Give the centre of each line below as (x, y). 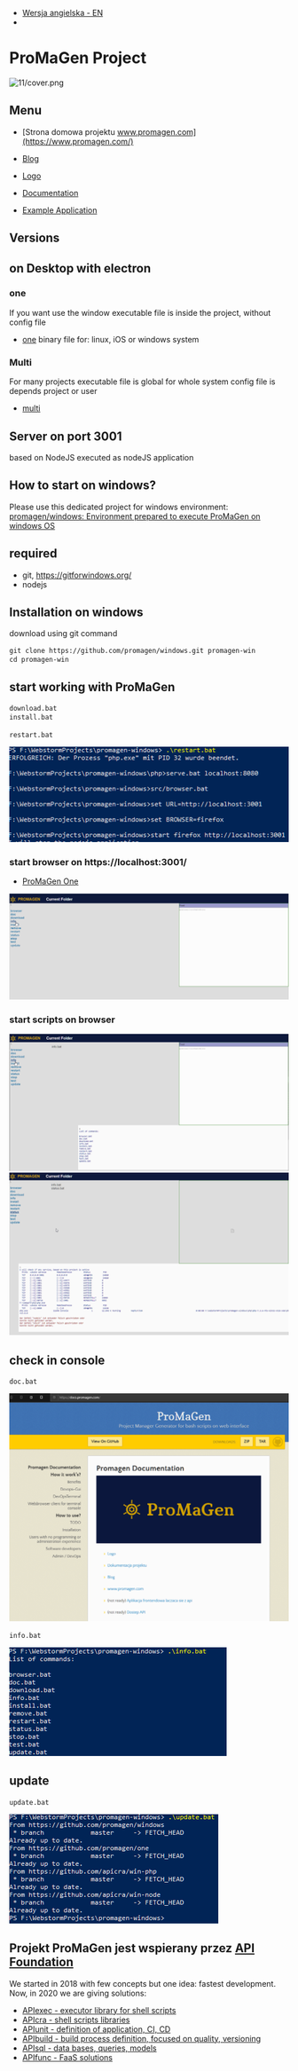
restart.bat (31, 736)
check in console (57, 1360)
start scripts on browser (62, 1020)
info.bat (25, 1636)
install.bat (31, 718)
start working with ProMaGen (92, 687)
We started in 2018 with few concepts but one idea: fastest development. (143, 1983)
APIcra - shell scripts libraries (76, 2020)
